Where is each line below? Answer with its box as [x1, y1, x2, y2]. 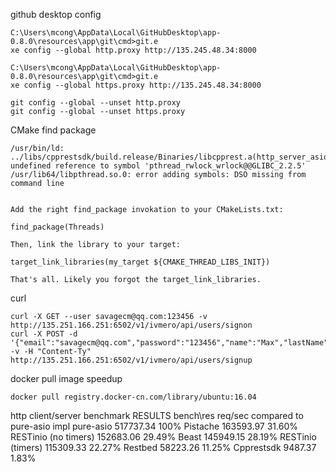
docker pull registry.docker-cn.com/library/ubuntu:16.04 [10, 392, 257, 402]
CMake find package [10, 124, 97, 136]
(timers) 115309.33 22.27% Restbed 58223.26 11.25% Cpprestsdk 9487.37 [10, 442, 317, 453]
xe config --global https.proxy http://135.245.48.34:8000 [10, 80, 262, 90]
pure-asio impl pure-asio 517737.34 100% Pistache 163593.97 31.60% [10, 420, 298, 432]
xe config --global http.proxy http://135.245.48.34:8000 [10, 45, 257, 55]
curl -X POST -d [10, 329, 78, 339]
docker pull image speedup [10, 373, 123, 384]
